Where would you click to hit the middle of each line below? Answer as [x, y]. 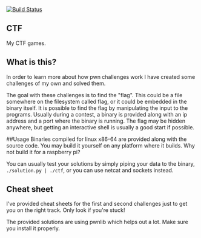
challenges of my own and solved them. [56, 83]
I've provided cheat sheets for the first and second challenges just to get [97, 204]
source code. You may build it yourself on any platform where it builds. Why [101, 145]
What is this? [31, 62]
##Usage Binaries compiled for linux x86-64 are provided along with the [97, 139]
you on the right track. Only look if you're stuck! [66, 210]
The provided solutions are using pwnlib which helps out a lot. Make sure [97, 222]
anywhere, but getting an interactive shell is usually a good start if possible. [100, 127]
